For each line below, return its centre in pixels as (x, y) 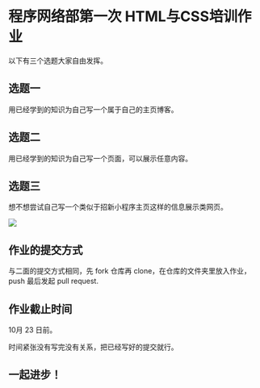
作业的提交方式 (46, 250)
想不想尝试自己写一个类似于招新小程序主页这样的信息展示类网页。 (118, 207)
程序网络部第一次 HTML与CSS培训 (123, 17)
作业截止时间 (40, 309)
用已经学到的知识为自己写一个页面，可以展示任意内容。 (100, 158)
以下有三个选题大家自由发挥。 (58, 60)
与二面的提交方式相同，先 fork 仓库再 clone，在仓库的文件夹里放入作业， (130, 271)
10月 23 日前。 (33, 330)
